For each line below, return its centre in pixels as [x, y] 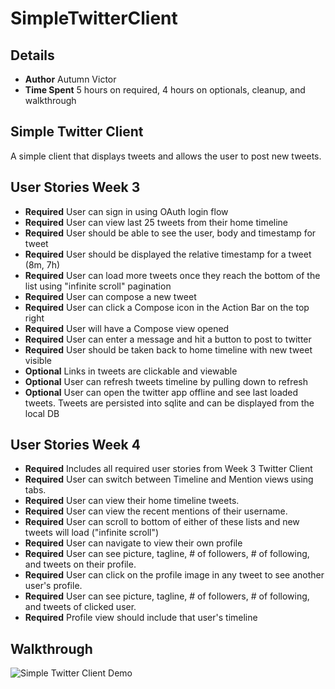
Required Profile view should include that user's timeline [141, 618]
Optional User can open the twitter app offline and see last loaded [161, 392]
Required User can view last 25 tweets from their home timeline [156, 222]
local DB [42, 413]
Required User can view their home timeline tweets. [132, 501]
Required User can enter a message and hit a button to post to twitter [168, 339]
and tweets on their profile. [80, 564]
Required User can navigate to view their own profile [133, 543]
